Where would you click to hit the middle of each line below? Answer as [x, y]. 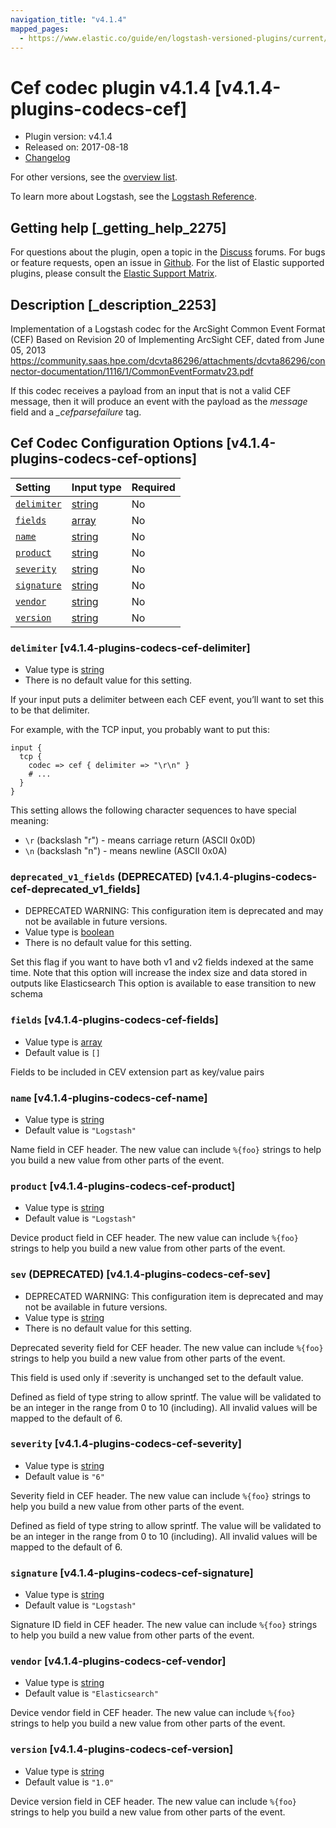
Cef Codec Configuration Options [117, 443]
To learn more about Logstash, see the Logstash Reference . [133, 197]
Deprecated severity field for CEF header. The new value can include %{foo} [167, 1347]
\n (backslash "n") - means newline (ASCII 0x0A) [126, 851]
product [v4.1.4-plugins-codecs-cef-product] [123, 1186]
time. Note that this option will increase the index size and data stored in [159, 973]
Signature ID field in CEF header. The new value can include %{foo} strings [164, 1625]
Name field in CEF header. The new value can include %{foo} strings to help [166, 1149]
